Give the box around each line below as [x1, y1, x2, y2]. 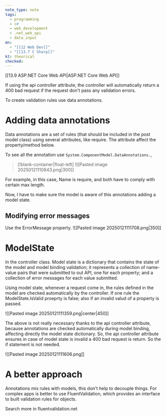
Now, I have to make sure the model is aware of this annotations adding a [5, 192, 156, 198]
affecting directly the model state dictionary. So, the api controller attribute [5, 331, 159, 337]
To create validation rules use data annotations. [5, 97, 103, 103]
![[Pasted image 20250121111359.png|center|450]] [5, 310, 109, 316]
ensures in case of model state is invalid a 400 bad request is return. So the [5, 336, 161, 342]
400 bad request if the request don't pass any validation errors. [5, 87, 136, 93]
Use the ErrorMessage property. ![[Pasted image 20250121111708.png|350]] [5, 225, 161, 231]
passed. [5, 301, 22, 307]
